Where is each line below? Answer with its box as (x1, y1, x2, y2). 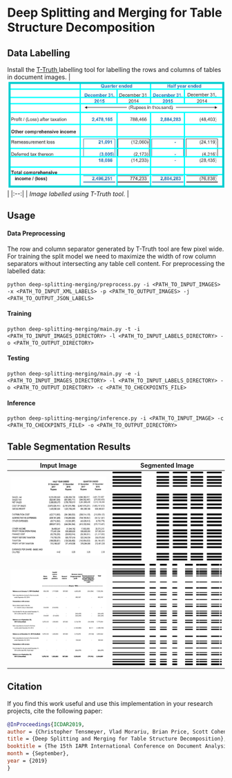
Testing (7, 354, 30, 362)
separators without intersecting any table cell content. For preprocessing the (7, 259, 225, 267)
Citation (7, 681, 43, 693)
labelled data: (7, 267, 46, 275)
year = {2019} (7, 757, 48, 765)
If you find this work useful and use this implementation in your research (7, 699, 213, 707)
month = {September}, (7, 750, 70, 757)
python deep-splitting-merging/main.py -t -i (7, 326, 140, 333)
